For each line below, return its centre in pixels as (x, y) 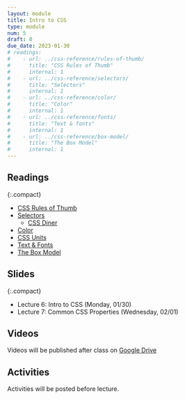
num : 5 (17, 33)
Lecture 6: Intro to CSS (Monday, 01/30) (74, 304)
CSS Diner (42, 223)
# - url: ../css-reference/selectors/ (68, 78)
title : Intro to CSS (37, 20)
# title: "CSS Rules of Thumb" (60, 65)
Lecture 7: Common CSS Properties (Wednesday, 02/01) (98, 312)
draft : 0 (20, 40)
